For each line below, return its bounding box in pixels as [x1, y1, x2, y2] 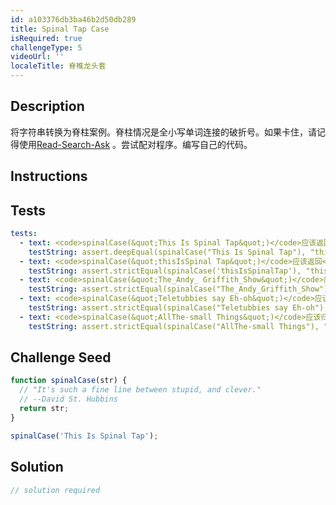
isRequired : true [10, 33, 83, 43]
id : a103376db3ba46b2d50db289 [10, 14, 137, 25]
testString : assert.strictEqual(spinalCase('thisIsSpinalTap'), [28, 266, 302, 276]
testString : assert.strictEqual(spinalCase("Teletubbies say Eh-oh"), [28, 303, 329, 313]
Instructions [10, 168, 88, 185]
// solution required [10, 485, 101, 495]
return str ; [19, 404, 70, 414]
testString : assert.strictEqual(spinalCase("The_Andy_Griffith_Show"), [28, 284, 333, 295]
